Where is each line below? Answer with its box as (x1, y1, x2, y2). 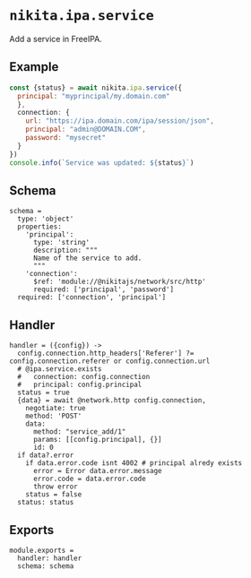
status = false (25, 490, 82, 499)
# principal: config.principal (17, 380, 143, 390)
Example (9, 59, 59, 74)
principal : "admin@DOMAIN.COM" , (25, 125, 146, 134)
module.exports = (9, 546, 74, 555)
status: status (17, 498, 74, 507)
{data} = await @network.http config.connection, (17, 396, 206, 405)
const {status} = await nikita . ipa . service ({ (9, 83, 182, 92)
